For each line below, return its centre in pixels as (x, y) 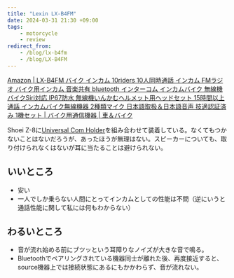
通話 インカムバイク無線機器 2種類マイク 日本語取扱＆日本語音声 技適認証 (114, 106)
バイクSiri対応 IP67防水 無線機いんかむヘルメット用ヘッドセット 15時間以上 (116, 97)
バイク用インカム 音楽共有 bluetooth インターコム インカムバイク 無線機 (119, 89)
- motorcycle (39, 33)
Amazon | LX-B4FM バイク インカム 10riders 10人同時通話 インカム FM (109, 80)
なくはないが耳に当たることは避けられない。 (102, 147)
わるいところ (35, 231)
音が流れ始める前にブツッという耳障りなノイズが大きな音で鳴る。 (112, 250)
